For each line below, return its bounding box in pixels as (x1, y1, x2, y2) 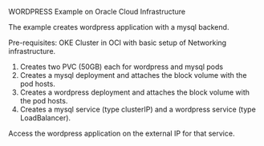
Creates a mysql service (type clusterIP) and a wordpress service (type (19, 104, 257, 114)
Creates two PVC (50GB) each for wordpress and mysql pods (19, 62, 223, 71)
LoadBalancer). (19, 113, 71, 123)
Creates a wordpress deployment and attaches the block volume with (19, 87, 250, 97)
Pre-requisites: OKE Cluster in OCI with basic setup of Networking (8, 38, 227, 47)
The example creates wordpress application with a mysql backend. (8, 22, 229, 31)
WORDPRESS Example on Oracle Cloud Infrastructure (8, 7, 186, 16)
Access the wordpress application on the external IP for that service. (8, 128, 235, 138)
